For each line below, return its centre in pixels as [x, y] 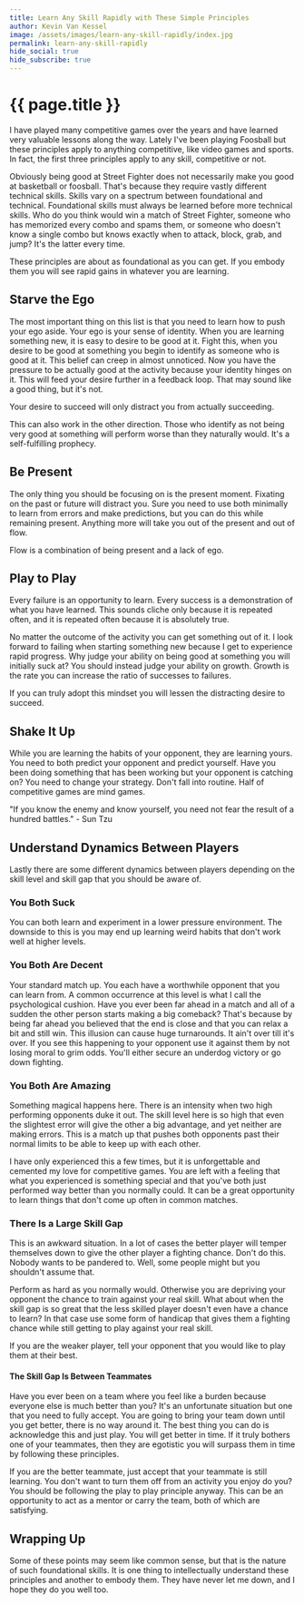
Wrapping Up [48, 1539]
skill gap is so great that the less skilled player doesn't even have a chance [149, 1309]
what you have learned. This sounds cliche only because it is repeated [141, 610]
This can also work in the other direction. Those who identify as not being [147, 424]
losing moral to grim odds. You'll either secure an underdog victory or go [145, 1052]
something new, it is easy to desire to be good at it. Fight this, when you [143, 340]
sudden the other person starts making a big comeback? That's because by [151, 1013]
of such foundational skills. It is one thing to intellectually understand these [149, 1570]
